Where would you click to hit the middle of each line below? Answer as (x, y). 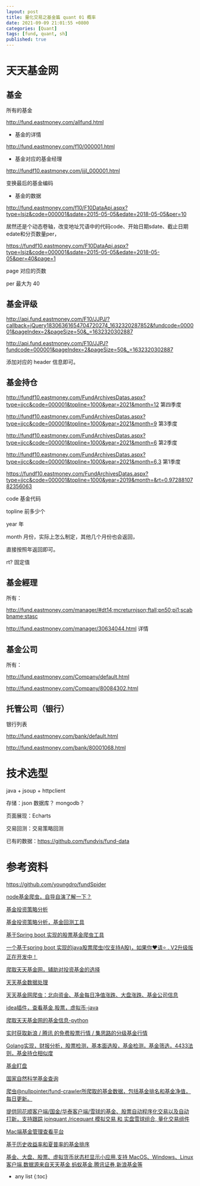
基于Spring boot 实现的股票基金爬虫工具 (55, 934)
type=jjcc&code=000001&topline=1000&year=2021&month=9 (82, 423)
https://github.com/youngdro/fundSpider (56, 884)
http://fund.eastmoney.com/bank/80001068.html (66, 748)
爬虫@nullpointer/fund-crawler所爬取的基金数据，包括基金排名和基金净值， (99, 1091)
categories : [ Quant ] (32, 28)
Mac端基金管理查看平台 (35, 1131)
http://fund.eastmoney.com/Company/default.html (68, 677)
